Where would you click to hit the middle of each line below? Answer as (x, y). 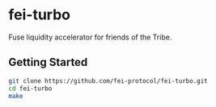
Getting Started (48, 62)
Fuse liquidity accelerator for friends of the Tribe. (90, 37)
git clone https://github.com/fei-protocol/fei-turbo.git (108, 81)
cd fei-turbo (30, 88)
